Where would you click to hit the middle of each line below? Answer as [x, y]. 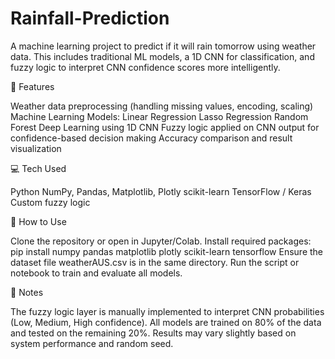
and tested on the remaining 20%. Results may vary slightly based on [153, 333]
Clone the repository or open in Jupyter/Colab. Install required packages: [161, 241]
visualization [36, 148]
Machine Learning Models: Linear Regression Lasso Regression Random [159, 116]
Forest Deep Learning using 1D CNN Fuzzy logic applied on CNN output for [165, 127]
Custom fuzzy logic [50, 202]
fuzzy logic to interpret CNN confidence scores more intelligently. [145, 67]
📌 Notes [27, 292]
